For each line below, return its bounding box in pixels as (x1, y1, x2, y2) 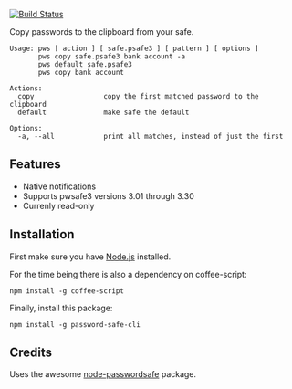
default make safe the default (17, 108, 190, 117)
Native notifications (22, 181, 97, 192)
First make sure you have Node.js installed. (9, 251, 172, 262)
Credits (9, 345, 53, 361)
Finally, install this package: (9, 302, 113, 313)
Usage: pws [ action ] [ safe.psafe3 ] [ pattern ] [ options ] (9, 44, 259, 53)
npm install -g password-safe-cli (9, 320, 141, 329)
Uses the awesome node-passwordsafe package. (9, 369, 197, 380)
